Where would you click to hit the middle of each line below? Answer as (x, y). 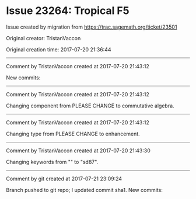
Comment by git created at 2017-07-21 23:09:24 (64, 179)
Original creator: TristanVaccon (43, 38)
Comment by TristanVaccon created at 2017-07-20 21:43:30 (78, 151)
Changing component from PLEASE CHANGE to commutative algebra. (90, 106)
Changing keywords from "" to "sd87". (52, 162)
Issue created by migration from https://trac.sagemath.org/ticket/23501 (92, 27)
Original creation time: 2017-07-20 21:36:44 (59, 49)
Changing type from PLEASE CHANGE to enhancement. (73, 134)
